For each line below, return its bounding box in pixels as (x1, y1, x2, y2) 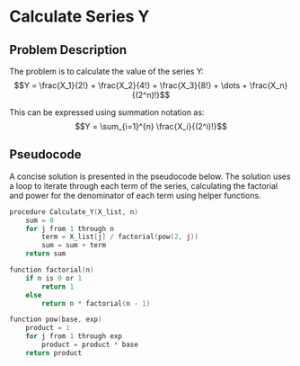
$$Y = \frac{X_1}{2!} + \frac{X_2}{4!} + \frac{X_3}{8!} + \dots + (13, 80, 248, 91)
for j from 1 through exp (25, 332, 123, 341)
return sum (25, 249, 66, 258)
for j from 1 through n (25, 224, 115, 233)
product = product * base (41, 340, 139, 350)
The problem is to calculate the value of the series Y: (9, 66, 205, 76)
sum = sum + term (41, 241, 106, 250)
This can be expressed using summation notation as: (9, 107, 205, 118)
